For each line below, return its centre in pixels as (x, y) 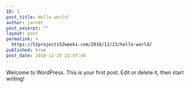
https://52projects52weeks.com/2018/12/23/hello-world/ (82, 45)
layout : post (22, 34)
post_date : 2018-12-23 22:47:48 (46, 56)
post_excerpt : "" (28, 28)
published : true (26, 50)
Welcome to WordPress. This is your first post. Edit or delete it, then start (95, 72)
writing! (15, 79)
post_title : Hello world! (38, 17)
